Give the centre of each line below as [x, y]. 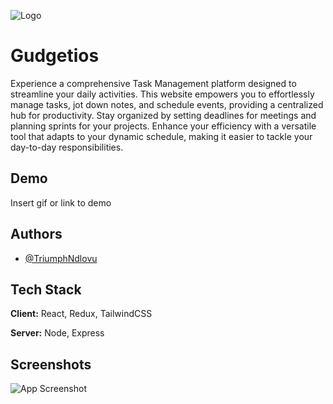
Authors [36, 234]
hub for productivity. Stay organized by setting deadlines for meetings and [163, 115]
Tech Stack [46, 289]
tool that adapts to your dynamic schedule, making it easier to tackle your [161, 136]
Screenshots [51, 364]
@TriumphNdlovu [61, 258]
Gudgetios [55, 56]
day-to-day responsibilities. [67, 147]
